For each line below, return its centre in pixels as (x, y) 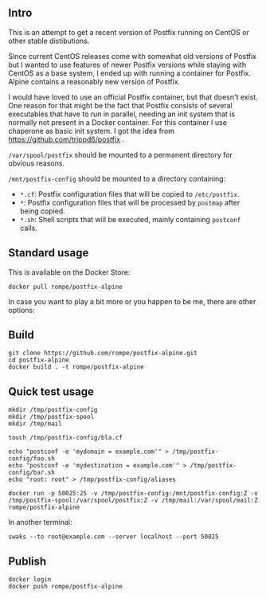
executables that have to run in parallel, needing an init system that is (122, 114)
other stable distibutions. (49, 41)
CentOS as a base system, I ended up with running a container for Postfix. (129, 73)
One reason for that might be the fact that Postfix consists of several (120, 105)
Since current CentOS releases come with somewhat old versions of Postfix (133, 56)
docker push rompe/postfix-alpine (66, 587)
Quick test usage (51, 391)
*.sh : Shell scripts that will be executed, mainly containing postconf (130, 219)
